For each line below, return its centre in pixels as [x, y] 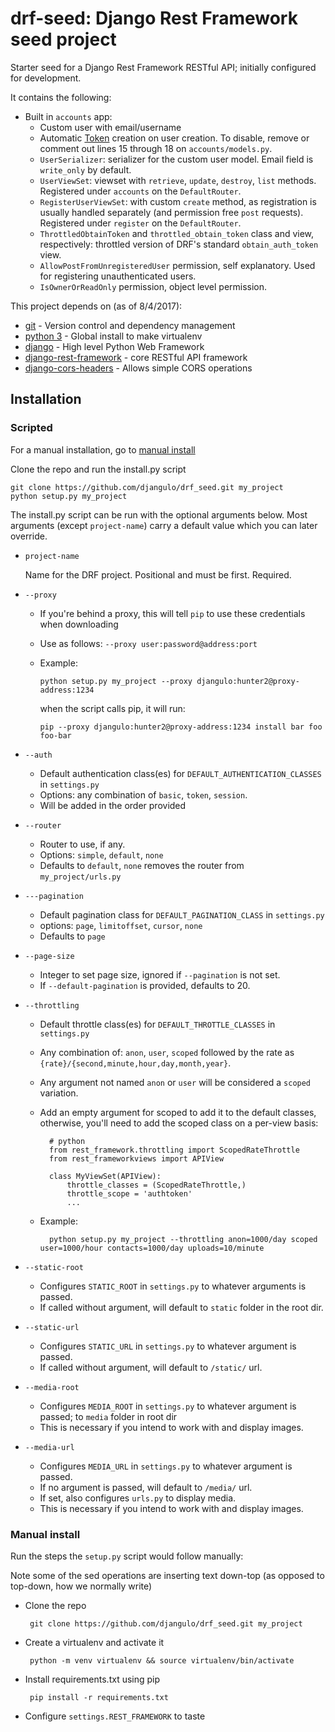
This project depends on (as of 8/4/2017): [96, 306]
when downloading [79, 624]
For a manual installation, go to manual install [103, 449]
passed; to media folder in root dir [108, 1416]
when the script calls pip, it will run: [112, 708]
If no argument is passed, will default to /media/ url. [146, 1487]
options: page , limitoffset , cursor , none [121, 925]
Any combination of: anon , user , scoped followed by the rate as [167, 1052]
